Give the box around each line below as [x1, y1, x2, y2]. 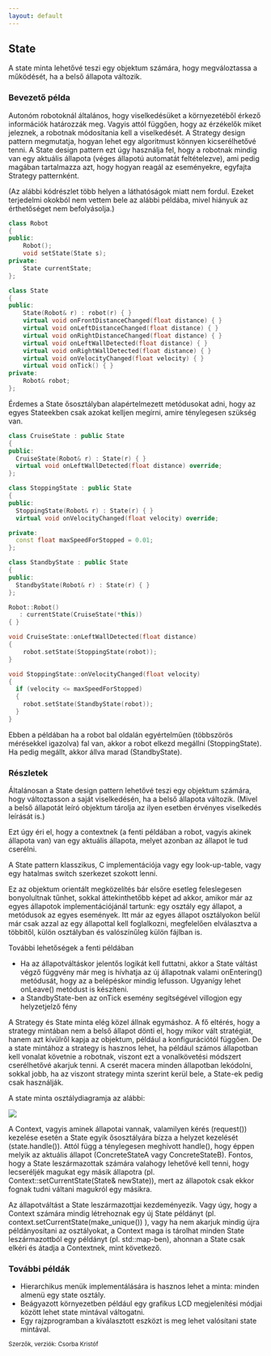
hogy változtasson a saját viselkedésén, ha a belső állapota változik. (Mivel [8, 794, 258, 804]
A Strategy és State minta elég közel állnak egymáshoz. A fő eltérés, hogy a [8, 1018, 260, 1027]
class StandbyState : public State [8, 559, 129, 567]
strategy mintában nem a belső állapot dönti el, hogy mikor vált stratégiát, [8, 1026, 253, 1036]
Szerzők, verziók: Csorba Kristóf [8, 1341, 99, 1349]
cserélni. [8, 844, 37, 854]
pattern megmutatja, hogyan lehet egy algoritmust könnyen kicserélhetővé [8, 136, 256, 146]
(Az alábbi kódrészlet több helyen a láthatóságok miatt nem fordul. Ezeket [8, 186, 254, 196]
